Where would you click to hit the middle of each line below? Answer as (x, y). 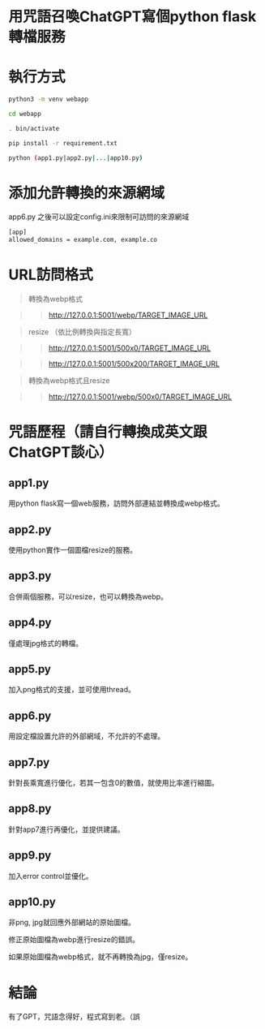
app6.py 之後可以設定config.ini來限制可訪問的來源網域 (99, 217)
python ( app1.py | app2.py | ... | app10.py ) (76, 158)
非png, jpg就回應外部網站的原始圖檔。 (72, 923)
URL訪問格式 (51, 275)
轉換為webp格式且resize (69, 381)
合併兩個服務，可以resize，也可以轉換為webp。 (88, 596)
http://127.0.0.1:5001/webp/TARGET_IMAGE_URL (128, 315)
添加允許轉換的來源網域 (87, 193)
